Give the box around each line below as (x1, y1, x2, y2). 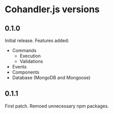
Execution (19, 53, 41, 59)
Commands (12, 48, 37, 53)
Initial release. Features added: (5, 37, 69, 43)
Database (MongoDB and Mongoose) (12, 75, 91, 80)
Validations (19, 58, 43, 64)
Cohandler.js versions (5, 4, 100, 15)
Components (12, 69, 40, 75)
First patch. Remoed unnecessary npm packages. (5, 103, 109, 109)
